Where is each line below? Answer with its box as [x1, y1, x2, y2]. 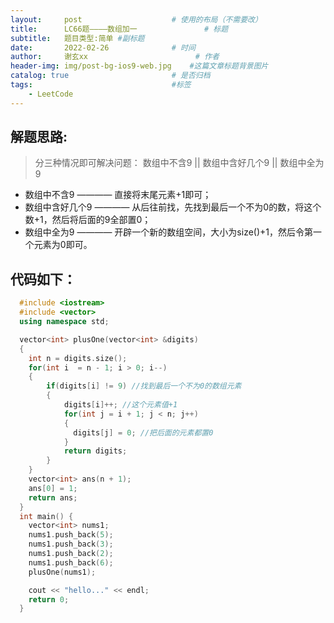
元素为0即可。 [33, 239, 93, 251]
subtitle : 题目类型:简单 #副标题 [10, 33, 145, 43]
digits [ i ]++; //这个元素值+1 [63, 400, 178, 410]
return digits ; [63, 446, 128, 456]
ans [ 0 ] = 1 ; [28, 483, 78, 493]
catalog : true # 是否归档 [10, 71, 211, 81]
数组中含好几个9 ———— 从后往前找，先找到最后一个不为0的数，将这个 [24, 201, 322, 213]
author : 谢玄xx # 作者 [10, 52, 220, 62]
